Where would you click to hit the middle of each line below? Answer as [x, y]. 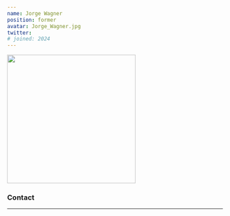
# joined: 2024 [29, 39]
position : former [32, 20]
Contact [21, 197]
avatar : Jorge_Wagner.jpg [44, 26]
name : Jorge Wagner [35, 13]
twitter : [20, 33]
